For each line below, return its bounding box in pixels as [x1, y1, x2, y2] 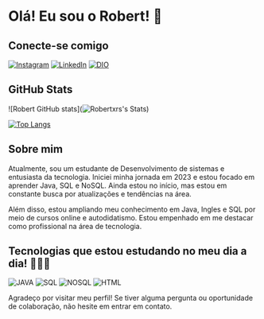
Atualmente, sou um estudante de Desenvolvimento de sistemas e [8, 163, 225, 173]
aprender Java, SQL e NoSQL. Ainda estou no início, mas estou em [8, 181, 227, 190]
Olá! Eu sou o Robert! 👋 [8, 7, 163, 25]
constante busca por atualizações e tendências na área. [8, 189, 192, 198]
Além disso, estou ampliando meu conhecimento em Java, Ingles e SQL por [8, 204, 256, 214]
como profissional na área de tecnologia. [8, 221, 142, 231]
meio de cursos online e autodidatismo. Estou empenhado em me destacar [8, 212, 254, 222]
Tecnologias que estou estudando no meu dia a [8, 244, 247, 258]
